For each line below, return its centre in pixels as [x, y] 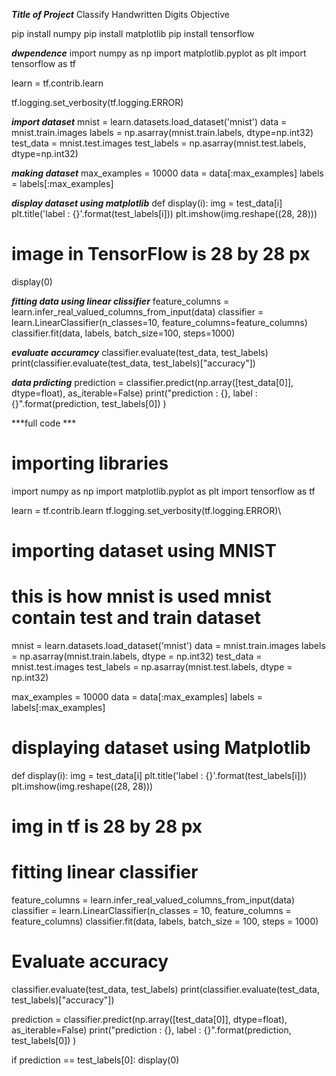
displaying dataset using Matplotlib [161, 748]
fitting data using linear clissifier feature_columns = [120, 301]
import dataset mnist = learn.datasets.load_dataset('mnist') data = [149, 122]
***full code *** [44, 423]
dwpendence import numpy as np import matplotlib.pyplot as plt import [159, 53]
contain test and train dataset [136, 618]
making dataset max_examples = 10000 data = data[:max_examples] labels [167, 173]
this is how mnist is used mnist [141, 596]
